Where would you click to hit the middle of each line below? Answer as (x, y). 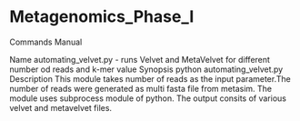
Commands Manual (46, 42)
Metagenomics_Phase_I (102, 17)
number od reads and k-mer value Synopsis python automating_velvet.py (146, 69)
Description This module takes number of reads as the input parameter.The (150, 78)
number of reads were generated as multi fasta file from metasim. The (141, 88)
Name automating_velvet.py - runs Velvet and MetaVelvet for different (140, 59)
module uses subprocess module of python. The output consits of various (148, 98)
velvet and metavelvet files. (60, 107)
